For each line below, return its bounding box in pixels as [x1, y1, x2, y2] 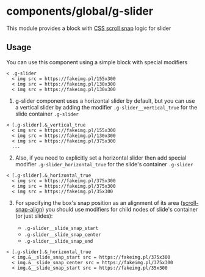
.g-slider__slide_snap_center [24, 231, 102, 238]
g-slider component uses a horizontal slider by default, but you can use [15, 97, 195, 105]
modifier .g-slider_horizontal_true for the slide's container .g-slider [15, 160, 193, 168]
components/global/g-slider [6, 4, 154, 18]
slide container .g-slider [15, 110, 79, 117]
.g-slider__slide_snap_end [24, 238, 93, 244]
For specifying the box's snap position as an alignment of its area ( [15, 199, 183, 206]
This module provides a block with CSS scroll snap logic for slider [6, 24, 171, 32]
